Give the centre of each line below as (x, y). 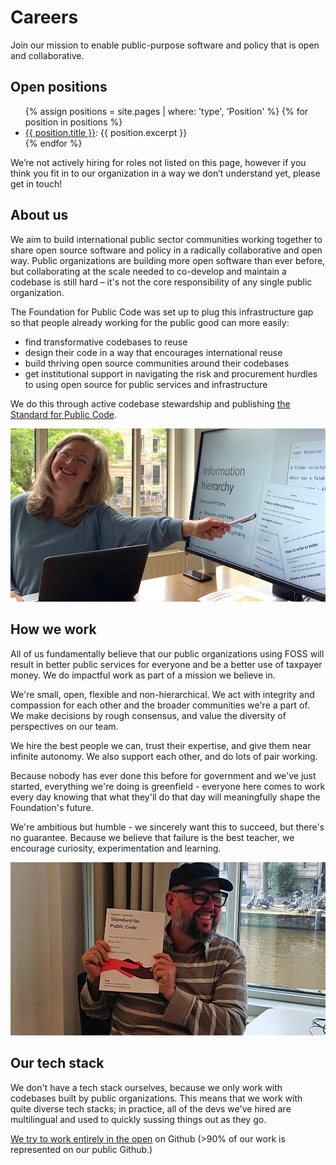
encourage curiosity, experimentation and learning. (116, 848)
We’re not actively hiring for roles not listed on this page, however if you (158, 162)
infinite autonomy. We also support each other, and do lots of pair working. (164, 756)
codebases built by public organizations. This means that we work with (156, 1098)
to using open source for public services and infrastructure (146, 384)
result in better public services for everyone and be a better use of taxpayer (166, 664)
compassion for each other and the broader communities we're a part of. (160, 705)
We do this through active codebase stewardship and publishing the (150, 403)
